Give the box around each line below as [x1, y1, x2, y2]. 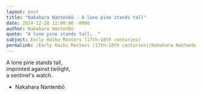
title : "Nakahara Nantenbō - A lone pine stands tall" [6, 14, 147, 20]
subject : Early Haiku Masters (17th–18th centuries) [6, 37, 141, 43]
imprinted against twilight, [6, 65, 71, 72]
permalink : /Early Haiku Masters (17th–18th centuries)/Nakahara [6, 43, 173, 49]
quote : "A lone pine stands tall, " [6, 31, 101, 37]
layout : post [6, 8, 39, 15]
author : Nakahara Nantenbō [6, 25, 74, 32]
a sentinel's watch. [6, 72, 53, 79]
